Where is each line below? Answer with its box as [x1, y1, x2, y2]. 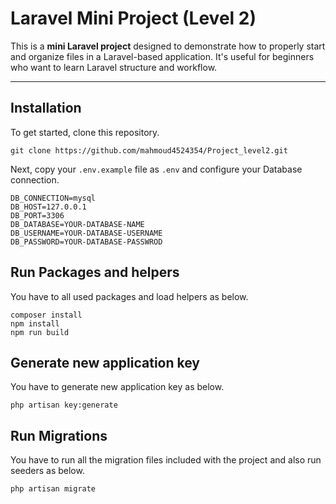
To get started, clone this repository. [10, 126, 160, 138]
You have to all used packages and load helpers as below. [10, 290, 249, 302]
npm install [10, 318, 60, 329]
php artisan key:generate [10, 400, 118, 411]
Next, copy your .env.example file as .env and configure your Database [10, 163, 303, 175]
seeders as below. [10, 465, 85, 477]
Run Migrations [10, 427, 108, 444]
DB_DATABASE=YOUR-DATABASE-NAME [10, 219, 145, 229]
